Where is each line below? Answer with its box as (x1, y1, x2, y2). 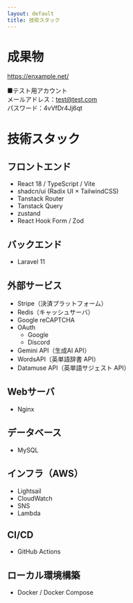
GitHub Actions (17, 547, 61, 556)
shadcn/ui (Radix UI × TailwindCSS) (17, 187, 119, 196)
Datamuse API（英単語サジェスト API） (17, 363, 130, 373)
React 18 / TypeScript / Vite (17, 180, 96, 188)
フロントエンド (7, 161, 71, 173)
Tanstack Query (17, 202, 63, 210)
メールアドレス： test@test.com (7, 95, 98, 104)
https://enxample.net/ (7, 72, 69, 81)
